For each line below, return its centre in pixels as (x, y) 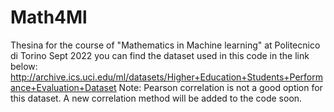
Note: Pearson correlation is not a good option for (220, 87)
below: (24, 66)
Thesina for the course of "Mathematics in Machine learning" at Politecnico (165, 45)
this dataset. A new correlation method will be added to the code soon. (156, 98)
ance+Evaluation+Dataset (63, 87)
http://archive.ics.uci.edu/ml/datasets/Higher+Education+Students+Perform (167, 77)
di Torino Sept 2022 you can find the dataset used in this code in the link (160, 55)
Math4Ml (49, 17)
